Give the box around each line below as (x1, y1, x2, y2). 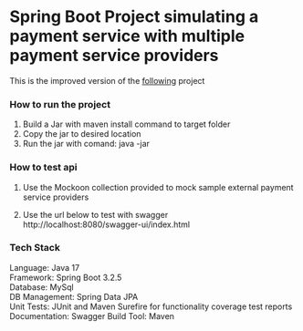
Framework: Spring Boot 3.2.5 (9, 272, 122, 283)
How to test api (9, 161, 78, 174)
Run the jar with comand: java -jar (22, 139, 151, 150)
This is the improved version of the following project (9, 75, 205, 86)
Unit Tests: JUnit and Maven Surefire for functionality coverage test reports (9, 301, 293, 312)
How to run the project (9, 98, 111, 110)
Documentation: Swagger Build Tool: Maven (9, 310, 175, 321)
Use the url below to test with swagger (22, 209, 169, 220)
